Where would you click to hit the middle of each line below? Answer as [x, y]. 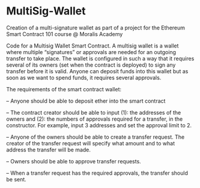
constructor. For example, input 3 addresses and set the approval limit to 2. [99, 125]
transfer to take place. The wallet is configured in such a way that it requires [100, 58]
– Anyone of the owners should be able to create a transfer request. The [95, 137]
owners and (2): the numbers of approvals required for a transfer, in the [95, 119]
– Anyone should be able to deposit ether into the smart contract [86, 101]
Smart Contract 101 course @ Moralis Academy [65, 34]
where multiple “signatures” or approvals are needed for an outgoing [91, 52]
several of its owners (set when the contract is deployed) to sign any [91, 65]
